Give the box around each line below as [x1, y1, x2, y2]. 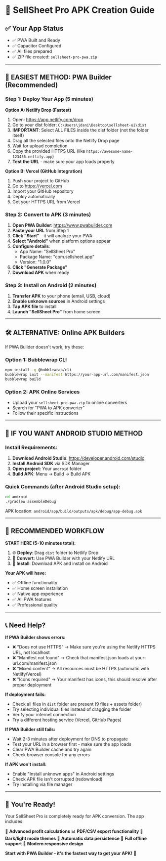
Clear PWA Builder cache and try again [12, 746, 92, 752]
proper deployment [12, 682, 52, 688]
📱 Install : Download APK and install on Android [12, 560, 108, 566]
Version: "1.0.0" [19, 259, 51, 265]
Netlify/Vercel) [12, 671, 42, 677]
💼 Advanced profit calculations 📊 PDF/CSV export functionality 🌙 [5, 828, 143, 834]
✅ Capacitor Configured [12, 43, 62, 48]
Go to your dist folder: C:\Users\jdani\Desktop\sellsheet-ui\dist [12, 122, 147, 128]
